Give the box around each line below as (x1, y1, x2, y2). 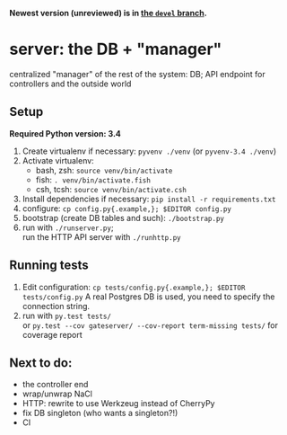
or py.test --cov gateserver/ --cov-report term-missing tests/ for (22, 319, 278, 331)
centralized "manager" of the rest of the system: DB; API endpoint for (9, 68, 266, 79)
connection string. (22, 300, 91, 311)
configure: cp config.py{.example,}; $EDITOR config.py (22, 202, 231, 214)
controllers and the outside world (9, 78, 132, 89)
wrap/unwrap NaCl (22, 388, 92, 399)
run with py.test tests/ (22, 310, 112, 321)
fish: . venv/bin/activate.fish (35, 174, 151, 185)
